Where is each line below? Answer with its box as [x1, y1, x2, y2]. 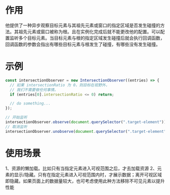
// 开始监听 [5, 115, 28, 120]
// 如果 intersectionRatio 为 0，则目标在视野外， [10, 82, 110, 87]
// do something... [10, 101, 51, 106]
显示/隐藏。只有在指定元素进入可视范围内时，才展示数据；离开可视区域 [14, 171, 162, 177]
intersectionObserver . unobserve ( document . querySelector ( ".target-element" [5, 129, 166, 134]
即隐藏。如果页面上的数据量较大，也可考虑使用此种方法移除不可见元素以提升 [5, 178, 165, 184]
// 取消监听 [5, 124, 28, 129]
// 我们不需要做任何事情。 [10, 87, 58, 92]
